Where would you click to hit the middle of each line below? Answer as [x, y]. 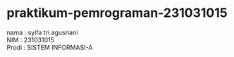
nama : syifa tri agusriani [42, 32]
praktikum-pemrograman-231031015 [117, 13]
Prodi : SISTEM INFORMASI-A [50, 47]
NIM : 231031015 [30, 39]
